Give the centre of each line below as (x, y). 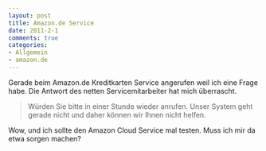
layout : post (30, 15)
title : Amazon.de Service (51, 23)
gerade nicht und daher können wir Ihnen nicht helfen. (117, 114)
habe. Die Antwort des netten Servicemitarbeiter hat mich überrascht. (123, 91)
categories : (28, 45)
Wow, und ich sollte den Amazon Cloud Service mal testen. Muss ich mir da (132, 130)
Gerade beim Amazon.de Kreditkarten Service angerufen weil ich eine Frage (133, 82)
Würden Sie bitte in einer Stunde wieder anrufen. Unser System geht (140, 106)
